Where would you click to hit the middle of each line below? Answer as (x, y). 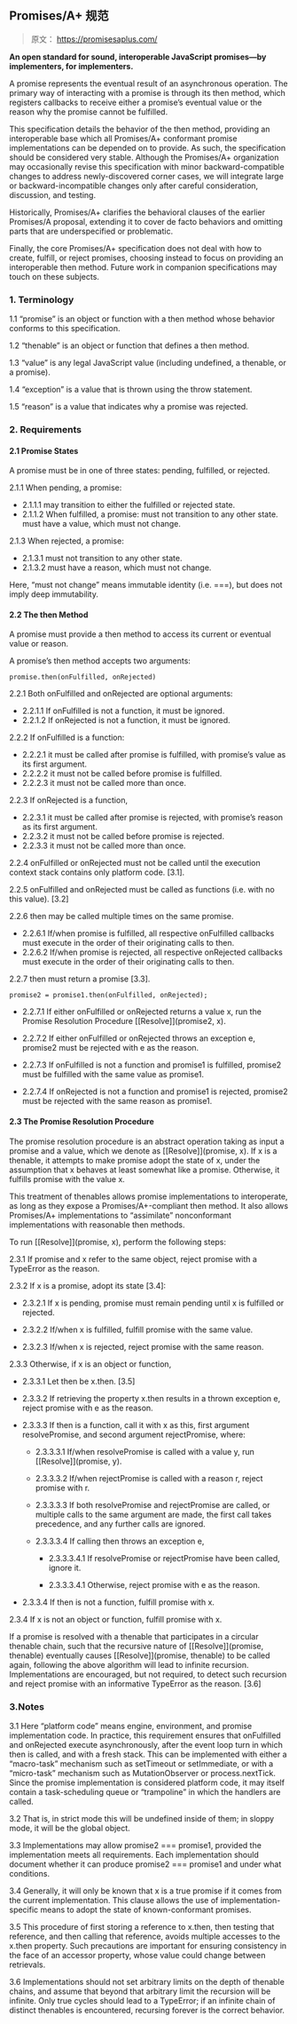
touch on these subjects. (55, 276)
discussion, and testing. (52, 194)
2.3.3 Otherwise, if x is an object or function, (90, 1364)
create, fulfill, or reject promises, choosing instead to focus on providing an (146, 258)
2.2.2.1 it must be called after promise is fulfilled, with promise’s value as (154, 755)
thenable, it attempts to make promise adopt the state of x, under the (135, 1160)
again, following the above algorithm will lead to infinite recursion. (129, 1664)
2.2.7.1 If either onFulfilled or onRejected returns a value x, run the (141, 1012)
